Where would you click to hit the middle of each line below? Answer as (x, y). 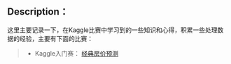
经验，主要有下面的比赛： (56, 38)
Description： (38, 12)
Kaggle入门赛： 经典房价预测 (77, 53)
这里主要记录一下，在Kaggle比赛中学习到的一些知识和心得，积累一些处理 (112, 30)
